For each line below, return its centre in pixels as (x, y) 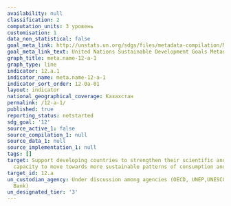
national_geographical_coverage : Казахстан (70, 97)
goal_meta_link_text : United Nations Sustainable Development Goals (107, 52)
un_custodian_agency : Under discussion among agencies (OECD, (98, 179)
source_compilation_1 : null (47, 135)
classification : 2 (33, 20)
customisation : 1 (32, 33)
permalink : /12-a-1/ (37, 103)
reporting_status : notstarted (51, 115)
